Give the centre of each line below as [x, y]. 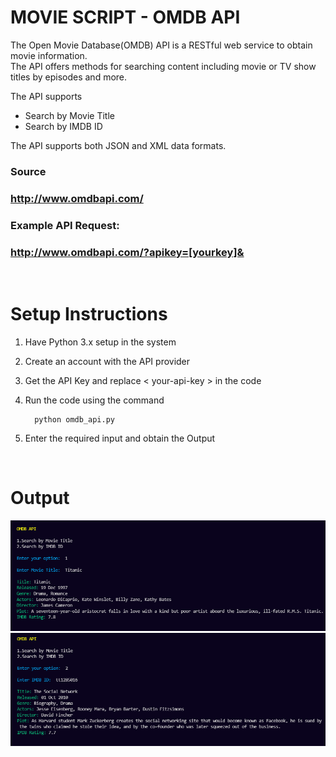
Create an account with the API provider [107, 361]
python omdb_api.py [74, 419]
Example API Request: [65, 225]
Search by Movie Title [69, 115]
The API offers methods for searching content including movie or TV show [163, 66]
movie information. [49, 55]
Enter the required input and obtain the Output [120, 438]
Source [28, 171]
